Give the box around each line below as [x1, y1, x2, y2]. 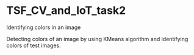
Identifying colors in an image [6, 24, 81, 31]
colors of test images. [6, 42, 61, 49]
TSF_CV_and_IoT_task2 [6, 4, 126, 18]
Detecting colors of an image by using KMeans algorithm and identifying [6, 35, 189, 42]
